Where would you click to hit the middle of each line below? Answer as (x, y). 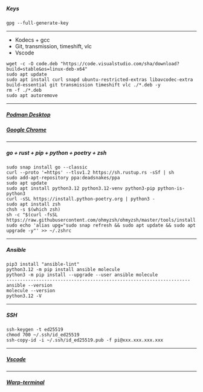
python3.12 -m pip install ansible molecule (63, 270)
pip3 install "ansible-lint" (43, 265)
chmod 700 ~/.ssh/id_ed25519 (43, 335)
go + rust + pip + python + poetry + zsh (56, 153)
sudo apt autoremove (32, 95)
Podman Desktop (28, 114)
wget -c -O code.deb (32, 63)
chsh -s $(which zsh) (34, 210)
